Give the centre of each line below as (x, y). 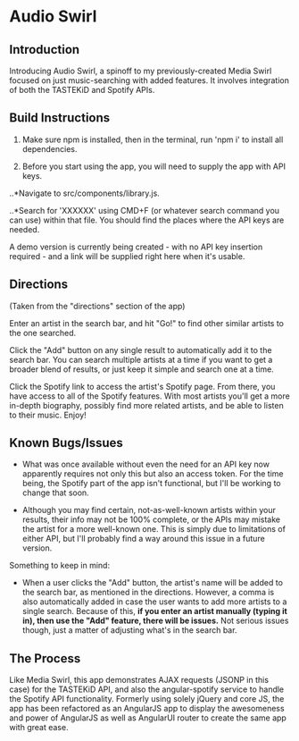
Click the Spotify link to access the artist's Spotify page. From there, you (142, 386)
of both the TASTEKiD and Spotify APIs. (82, 90)
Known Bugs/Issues (66, 443)
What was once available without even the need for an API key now (146, 464)
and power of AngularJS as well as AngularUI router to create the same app (148, 718)
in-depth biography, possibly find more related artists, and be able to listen (146, 405)
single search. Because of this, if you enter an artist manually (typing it (154, 611)
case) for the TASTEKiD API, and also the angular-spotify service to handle (147, 689)
